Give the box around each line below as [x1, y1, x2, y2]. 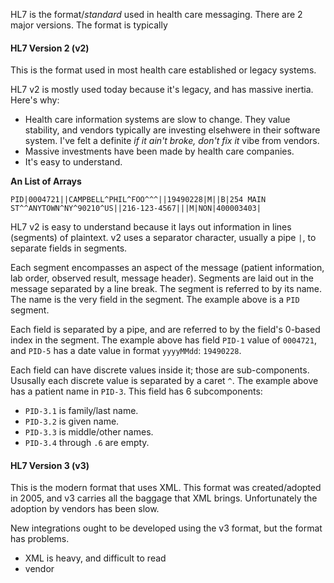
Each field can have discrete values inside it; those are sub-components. [10, 364, 310, 376]
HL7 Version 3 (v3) [10, 459, 90, 471]
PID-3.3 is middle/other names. [24, 426, 154, 438]
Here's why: [10, 94, 60, 106]
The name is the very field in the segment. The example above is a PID [10, 294, 300, 306]
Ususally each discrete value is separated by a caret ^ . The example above [10, 375, 319, 387]
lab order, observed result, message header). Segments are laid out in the [10, 272, 315, 284]
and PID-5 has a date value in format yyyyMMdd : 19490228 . [10, 345, 242, 357]
